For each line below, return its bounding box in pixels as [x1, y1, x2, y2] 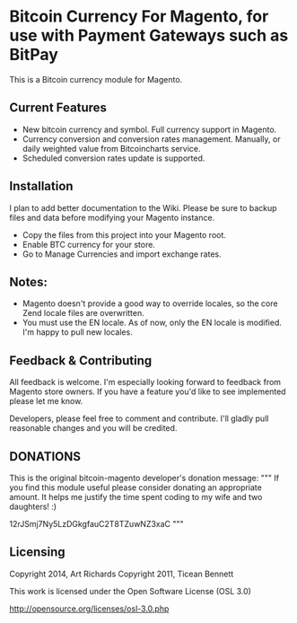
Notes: [9, 274, 48, 289]
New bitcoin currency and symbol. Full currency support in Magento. [22, 124, 277, 135]
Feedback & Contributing [9, 353, 153, 368]
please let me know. [9, 396, 83, 407]
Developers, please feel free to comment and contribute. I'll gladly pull [9, 413, 269, 424]
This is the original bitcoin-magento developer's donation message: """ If [9, 473, 280, 483]
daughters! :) [9, 501, 57, 512]
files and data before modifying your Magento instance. [9, 212, 215, 223]
